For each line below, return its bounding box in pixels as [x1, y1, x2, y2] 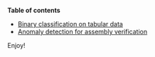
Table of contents [7, 6, 60, 14]
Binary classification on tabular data [17, 20, 123, 28]
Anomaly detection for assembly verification [17, 28, 148, 36]
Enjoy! [7, 41, 26, 49]
